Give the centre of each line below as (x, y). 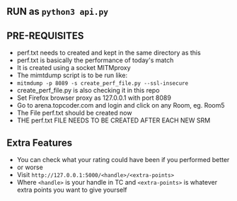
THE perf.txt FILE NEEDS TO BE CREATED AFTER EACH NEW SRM (114, 120)
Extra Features (40, 143)
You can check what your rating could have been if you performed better (123, 160)
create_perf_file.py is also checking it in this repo (88, 91)
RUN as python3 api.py (58, 12)
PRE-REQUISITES (45, 36)
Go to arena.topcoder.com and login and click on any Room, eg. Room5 (121, 105)
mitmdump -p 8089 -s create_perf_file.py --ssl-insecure (103, 84)
